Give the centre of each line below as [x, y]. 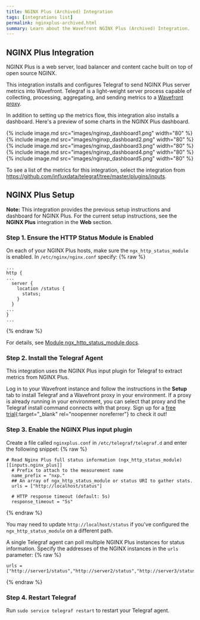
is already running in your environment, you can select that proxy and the [96, 402]
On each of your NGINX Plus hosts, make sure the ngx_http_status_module [97, 250]
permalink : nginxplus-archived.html [51, 23]
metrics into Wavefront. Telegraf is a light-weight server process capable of [99, 91]
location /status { [41, 289]
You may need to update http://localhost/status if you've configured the [98, 524]
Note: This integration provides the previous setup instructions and [88, 209]
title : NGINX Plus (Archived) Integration [60, 12]
